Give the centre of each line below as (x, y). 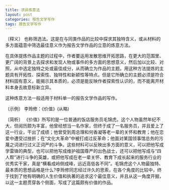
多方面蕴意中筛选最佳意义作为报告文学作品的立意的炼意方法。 (69, 45)
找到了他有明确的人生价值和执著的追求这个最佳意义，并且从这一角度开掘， (87, 176)
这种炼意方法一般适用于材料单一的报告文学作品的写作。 (62, 98)
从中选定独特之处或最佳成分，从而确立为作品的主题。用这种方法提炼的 (87, 69)
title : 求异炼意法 (23, 10)
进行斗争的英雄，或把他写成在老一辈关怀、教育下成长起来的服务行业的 (89, 157)
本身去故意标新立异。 (31, 87)
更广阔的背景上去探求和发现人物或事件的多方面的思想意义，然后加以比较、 (82, 62)
